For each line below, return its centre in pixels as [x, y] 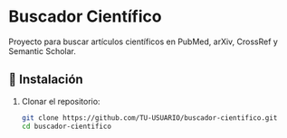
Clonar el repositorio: [61, 101]
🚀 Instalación [46, 80]
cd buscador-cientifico [67, 126]
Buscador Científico [85, 17]
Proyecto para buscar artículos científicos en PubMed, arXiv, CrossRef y [143, 41]
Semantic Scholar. [42, 51]
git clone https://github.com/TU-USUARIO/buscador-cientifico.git [149, 118]
